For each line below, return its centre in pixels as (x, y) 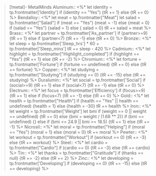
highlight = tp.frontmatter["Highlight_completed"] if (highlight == (74, 54)
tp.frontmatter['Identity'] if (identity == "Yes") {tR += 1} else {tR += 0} (79, 12)
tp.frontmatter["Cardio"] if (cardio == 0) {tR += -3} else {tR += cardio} (79, 148)
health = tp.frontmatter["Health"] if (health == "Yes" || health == (74, 101)
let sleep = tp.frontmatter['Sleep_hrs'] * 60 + (54, 43)
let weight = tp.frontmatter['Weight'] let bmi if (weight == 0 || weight (78, 111)
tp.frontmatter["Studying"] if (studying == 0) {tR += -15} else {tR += (78, 75)
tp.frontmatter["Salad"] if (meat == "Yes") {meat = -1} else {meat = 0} (79, 23)
